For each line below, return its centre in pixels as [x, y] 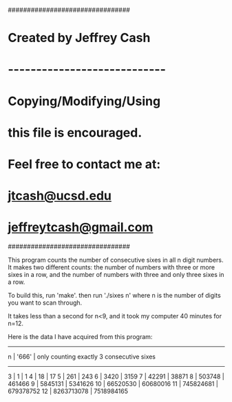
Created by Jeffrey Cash [79, 38]
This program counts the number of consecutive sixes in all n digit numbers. [116, 260]
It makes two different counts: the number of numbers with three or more [112, 267]
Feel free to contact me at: [84, 164]
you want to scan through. [45, 303]
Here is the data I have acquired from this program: [80, 337]
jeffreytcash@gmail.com [81, 228]
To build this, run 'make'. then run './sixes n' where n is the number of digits [114, 296]
